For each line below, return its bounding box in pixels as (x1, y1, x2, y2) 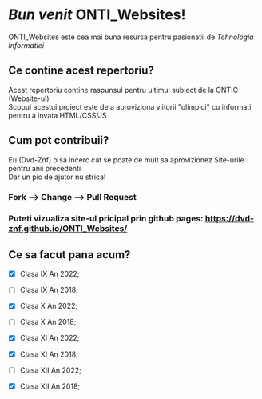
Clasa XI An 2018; (19, 349, 78, 359)
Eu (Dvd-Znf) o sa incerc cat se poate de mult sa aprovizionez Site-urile (8, 154, 245, 165)
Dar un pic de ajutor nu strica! (8, 172, 106, 182)
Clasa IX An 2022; (19, 269, 80, 279)
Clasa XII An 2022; (19, 365, 81, 375)
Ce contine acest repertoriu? (8, 64, 154, 78)
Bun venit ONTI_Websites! (8, 6, 186, 24)
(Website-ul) (8, 94, 50, 103)
